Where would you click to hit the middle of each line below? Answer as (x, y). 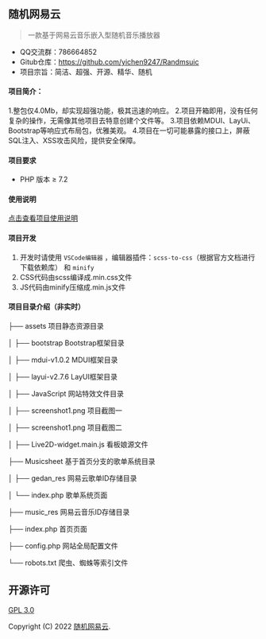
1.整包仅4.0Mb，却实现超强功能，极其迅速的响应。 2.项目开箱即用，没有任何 (133, 111)
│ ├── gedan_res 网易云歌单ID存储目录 (73, 478)
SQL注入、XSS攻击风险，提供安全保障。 (74, 141)
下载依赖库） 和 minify (57, 267)
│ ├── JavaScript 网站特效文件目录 (66, 393)
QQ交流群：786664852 (58, 52)
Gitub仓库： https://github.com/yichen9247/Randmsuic (109, 61)
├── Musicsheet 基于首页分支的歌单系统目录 (82, 461)
